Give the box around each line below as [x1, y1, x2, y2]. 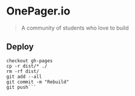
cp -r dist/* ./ [6, 63, 47, 69]
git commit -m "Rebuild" [6, 78, 69, 85]
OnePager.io [6, 4, 71, 18]
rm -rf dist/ [6, 68, 40, 74]
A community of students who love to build [21, 24, 129, 31]
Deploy [6, 42, 34, 52]
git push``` [6, 84, 36, 90]
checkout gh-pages [6, 57, 53, 64]
